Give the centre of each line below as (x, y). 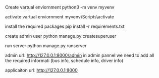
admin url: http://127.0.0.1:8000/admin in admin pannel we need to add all (80, 55)
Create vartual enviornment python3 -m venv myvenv (60, 7)
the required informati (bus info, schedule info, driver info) (64, 61)
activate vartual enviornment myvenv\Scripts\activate (60, 17)
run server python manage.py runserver (46, 46)
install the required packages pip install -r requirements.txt (65, 26)
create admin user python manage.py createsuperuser (61, 36)
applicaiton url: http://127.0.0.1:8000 (41, 70)
